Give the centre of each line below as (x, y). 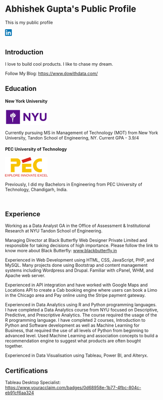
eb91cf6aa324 (19, 393)
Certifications (27, 371)
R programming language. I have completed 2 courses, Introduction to (75, 320)
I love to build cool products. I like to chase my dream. (59, 64)
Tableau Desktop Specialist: (33, 383)
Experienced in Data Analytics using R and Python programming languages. (81, 305)
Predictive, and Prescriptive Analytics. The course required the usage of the (81, 315)
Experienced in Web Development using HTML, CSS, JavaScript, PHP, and (80, 260)
